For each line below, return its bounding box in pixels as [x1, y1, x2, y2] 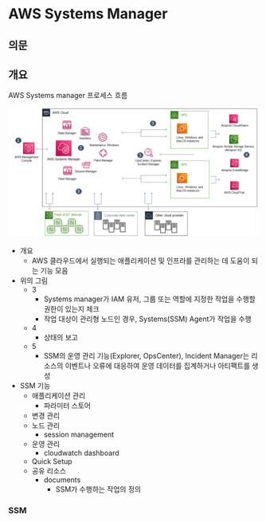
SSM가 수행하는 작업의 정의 [55, 485, 142, 494]
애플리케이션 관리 [31, 391, 86, 401]
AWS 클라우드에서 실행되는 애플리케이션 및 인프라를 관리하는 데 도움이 [31, 256, 250, 265]
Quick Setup [31, 457, 73, 466]
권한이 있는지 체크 [43, 304, 100, 314]
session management [43, 430, 114, 439]
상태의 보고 [43, 332, 78, 343]
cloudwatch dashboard [43, 448, 119, 458]
